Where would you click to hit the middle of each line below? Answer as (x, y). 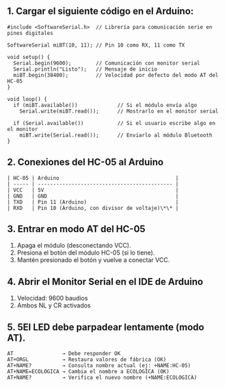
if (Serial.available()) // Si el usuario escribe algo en (114, 123)
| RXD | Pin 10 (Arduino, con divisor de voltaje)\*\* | (93, 208)
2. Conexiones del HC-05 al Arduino (85, 162)
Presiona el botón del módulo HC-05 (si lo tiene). (86, 253)
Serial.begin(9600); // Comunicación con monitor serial (107, 63)
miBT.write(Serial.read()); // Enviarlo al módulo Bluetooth (116, 135)
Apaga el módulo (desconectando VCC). (74, 246)
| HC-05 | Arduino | (93, 178)
